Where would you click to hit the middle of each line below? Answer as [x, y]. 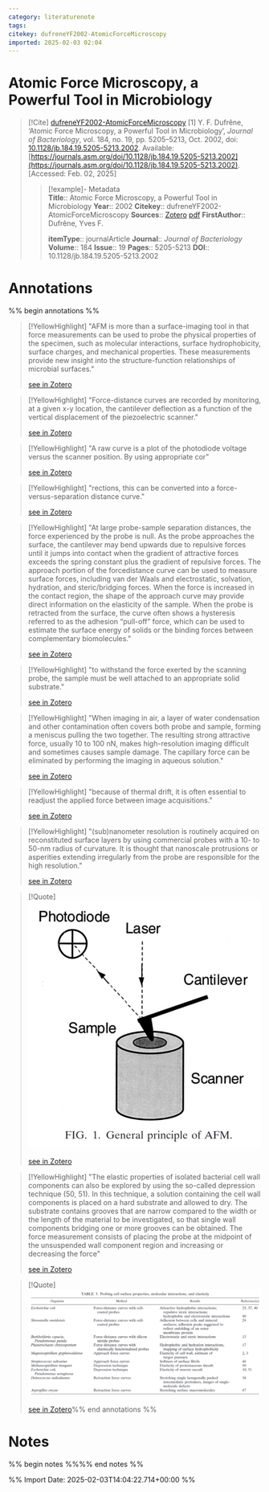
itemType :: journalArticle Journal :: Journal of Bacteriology [145, 239]
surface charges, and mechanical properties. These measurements [139, 352]
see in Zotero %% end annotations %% [92, 1409]
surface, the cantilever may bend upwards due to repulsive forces [137, 545]
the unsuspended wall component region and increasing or [126, 1245]
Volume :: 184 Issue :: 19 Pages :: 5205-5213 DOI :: [129, 247]
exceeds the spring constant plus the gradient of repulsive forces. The [144, 562]
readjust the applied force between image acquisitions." [120, 800]
